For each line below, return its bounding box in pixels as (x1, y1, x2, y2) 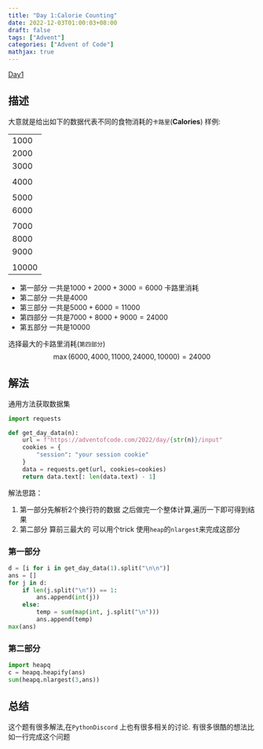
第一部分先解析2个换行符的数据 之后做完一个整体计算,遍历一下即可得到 (19, 504, 249, 514)
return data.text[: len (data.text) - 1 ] (22, 473, 156, 481)
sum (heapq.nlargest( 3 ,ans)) (8, 676, 100, 684)
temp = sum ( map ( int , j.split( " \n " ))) (36, 608, 159, 616)
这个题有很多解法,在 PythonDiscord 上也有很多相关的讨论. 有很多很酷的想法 (8, 721, 248, 732)
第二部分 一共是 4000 (19, 293, 88, 302)
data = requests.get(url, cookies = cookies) (22, 465, 167, 473)
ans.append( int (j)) (36, 593, 100, 602)
